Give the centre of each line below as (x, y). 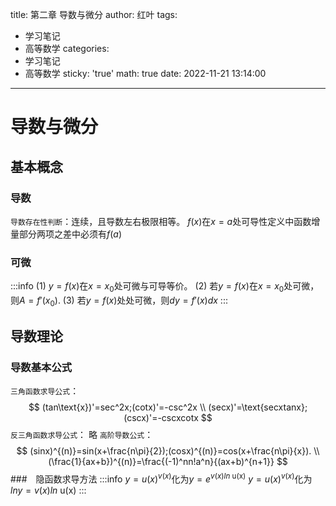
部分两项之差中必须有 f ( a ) (70, 234)
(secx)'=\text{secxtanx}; (258, 407)
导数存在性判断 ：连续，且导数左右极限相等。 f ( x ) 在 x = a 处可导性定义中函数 (161, 221)
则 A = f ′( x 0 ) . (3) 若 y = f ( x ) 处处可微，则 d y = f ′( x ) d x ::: (119, 301)
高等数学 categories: (67, 48)
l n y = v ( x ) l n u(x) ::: (48, 490)
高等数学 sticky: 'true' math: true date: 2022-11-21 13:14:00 (145, 73)
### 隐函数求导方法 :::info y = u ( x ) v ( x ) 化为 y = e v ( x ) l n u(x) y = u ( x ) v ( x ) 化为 (161, 478)
